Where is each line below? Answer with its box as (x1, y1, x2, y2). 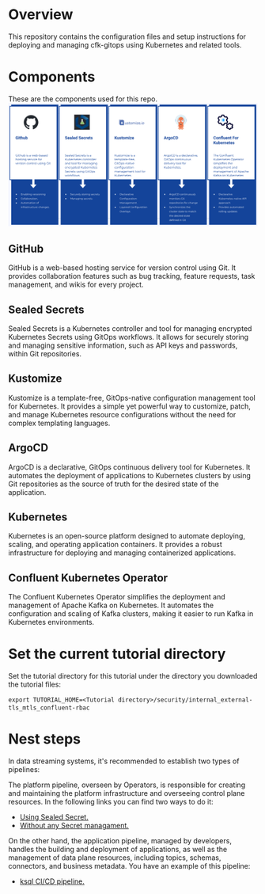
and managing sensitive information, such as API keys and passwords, (8, 340, 238, 350)
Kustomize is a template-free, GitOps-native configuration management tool (8, 393, 256, 402)
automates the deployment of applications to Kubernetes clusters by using (8, 470, 252, 480)
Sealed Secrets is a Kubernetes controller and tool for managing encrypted (8, 324, 252, 333)
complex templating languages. (8, 418, 111, 428)
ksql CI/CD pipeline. (19, 877, 85, 886)
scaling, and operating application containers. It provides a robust (8, 540, 223, 550)
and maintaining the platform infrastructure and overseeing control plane (8, 789, 245, 798)
